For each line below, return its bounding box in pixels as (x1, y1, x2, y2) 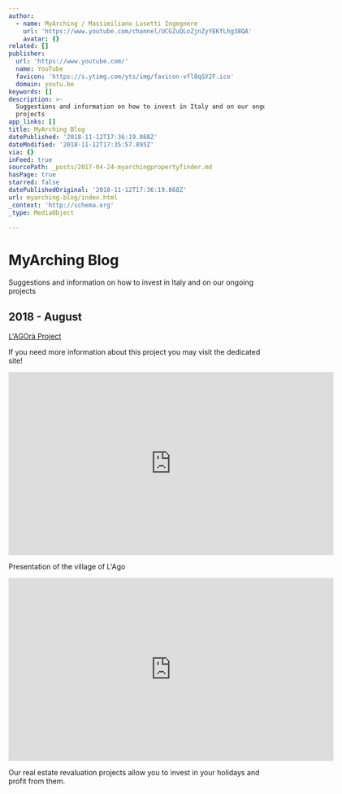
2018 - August (8, 310, 83, 324)
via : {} (8, 148, 35, 156)
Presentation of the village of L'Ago (8, 562, 126, 572)
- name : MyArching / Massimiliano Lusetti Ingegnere (15, 20, 198, 28)
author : (8, 11, 35, 20)
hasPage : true (8, 171, 57, 179)
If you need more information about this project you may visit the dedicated (8, 347, 261, 357)
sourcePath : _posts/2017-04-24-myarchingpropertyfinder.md (8, 164, 213, 172)
